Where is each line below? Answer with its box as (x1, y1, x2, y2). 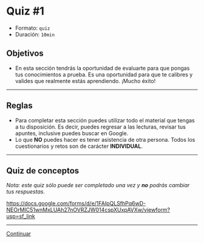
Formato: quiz (15, 24, 50, 32)
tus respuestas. (6, 188, 46, 195)
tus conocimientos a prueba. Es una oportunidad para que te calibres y (15, 71, 193, 78)
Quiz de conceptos (6, 165, 80, 176)
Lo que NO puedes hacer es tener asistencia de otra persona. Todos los (15, 136, 195, 143)
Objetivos (6, 48, 44, 59)
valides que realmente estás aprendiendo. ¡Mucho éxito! (15, 77, 156, 84)
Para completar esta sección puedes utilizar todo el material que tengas (15, 116, 195, 124)
